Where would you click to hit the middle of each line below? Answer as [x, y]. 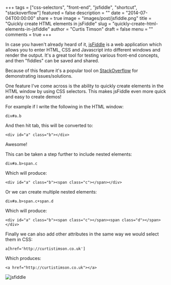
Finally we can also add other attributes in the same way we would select [82, 234]
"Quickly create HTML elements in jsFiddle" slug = [58, 23]
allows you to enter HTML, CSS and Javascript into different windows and [83, 50]
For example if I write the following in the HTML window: [65, 106]
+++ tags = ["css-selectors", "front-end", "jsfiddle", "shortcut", [71, 7]
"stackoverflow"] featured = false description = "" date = [65, 13]
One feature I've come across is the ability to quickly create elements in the [84, 86]
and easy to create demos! [33, 97]
